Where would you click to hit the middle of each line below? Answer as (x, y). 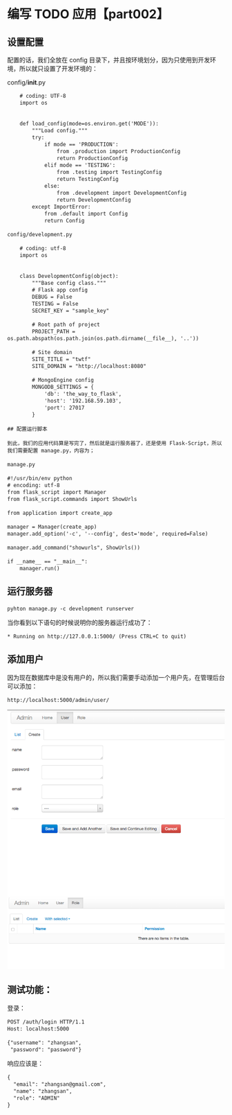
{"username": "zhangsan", (44, 1043)
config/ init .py (27, 82)
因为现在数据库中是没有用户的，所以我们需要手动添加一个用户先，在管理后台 (116, 677)
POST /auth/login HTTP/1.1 (46, 1022)
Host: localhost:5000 (38, 1029)
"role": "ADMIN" (37, 1098)
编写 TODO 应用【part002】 (88, 14)
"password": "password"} (46, 1050)
